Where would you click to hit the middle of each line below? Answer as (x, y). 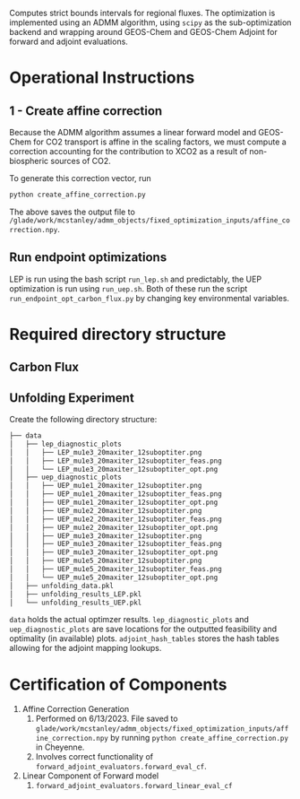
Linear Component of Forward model (90, 776)
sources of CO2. (81, 161)
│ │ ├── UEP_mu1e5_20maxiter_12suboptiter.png (106, 561)
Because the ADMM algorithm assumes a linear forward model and (133, 132)
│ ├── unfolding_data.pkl (62, 586)
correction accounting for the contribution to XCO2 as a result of (129, 151)
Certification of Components (118, 684)
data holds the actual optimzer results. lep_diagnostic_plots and (129, 620)
